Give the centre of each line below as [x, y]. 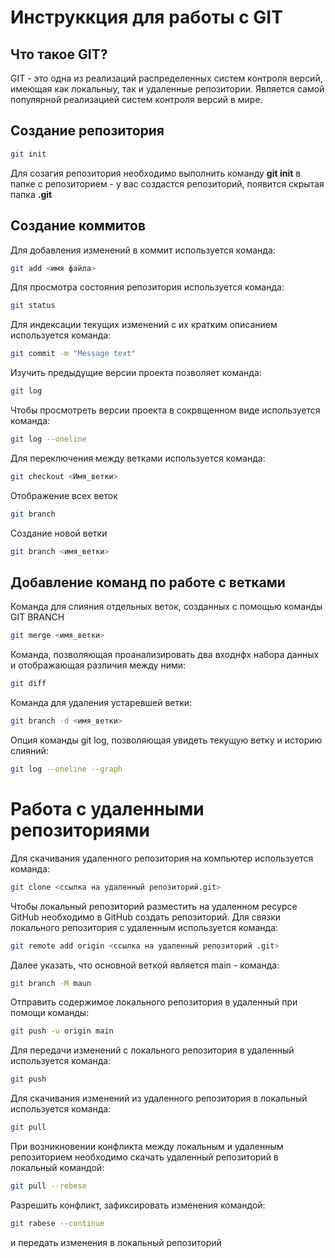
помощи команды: [50, 1013]
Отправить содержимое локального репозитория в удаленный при [154, 1002]
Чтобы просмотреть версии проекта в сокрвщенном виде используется [165, 410]
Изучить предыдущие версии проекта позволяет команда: [136, 373]
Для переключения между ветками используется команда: [138, 458]
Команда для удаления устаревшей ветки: [101, 703]
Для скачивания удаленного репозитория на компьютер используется [162, 858]
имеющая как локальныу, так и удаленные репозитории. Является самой [167, 89]
